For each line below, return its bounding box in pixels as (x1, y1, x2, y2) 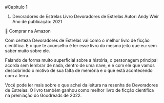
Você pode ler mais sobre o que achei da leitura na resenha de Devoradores (5, 82, 158, 88)
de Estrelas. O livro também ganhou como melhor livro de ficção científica (5, 87, 154, 93)
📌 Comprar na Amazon (5, 28, 51, 34)
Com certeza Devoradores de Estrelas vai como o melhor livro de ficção (5, 37, 150, 43)
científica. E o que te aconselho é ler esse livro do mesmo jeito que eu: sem (5, 43, 157, 48)
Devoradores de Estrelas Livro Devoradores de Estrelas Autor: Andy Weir (12, 14, 159, 19)
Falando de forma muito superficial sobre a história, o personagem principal (5, 57, 158, 63)
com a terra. (5, 73, 30, 78)
